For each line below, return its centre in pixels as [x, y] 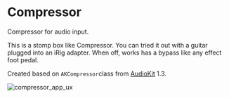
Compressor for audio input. [48, 31]
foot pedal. [23, 59]
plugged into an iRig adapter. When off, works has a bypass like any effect [115, 52]
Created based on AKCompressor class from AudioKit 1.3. [87, 73]
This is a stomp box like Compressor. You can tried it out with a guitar [108, 45]
